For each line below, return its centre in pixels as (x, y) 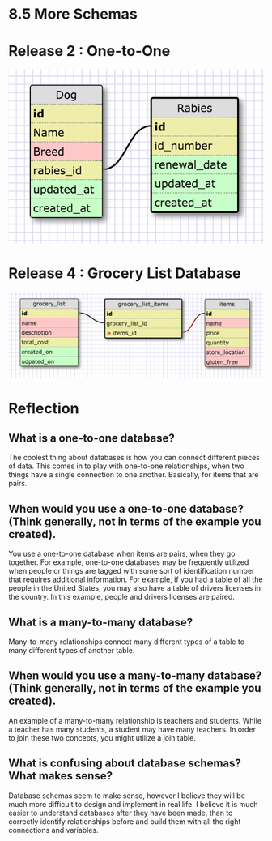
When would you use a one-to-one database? (126, 508)
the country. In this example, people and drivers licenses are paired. (121, 597)
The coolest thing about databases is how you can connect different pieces (134, 458)
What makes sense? (61, 776)
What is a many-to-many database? (100, 622)
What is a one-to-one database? (92, 438)
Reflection (44, 408)
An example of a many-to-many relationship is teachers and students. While (135, 720)
